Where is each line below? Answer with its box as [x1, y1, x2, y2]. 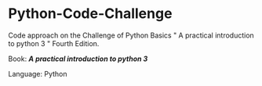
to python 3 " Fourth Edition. [8, 38, 100, 48]
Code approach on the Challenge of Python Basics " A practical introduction [8, 30, 255, 40]
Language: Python [8, 69, 68, 78]
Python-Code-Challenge [8, 5, 173, 23]
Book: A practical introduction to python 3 [8, 54, 148, 63]
